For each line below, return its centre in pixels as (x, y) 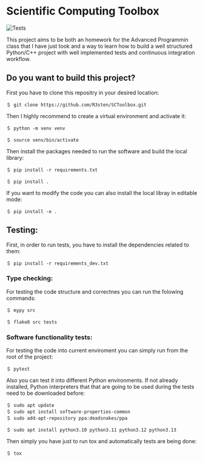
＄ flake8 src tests (32, 322)
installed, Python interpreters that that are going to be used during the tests (100, 387)
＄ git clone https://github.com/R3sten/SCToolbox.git (76, 105)
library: (15, 157)
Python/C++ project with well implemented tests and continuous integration (101, 52)
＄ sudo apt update (30, 406)
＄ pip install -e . (32, 211)
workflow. (18, 59)
